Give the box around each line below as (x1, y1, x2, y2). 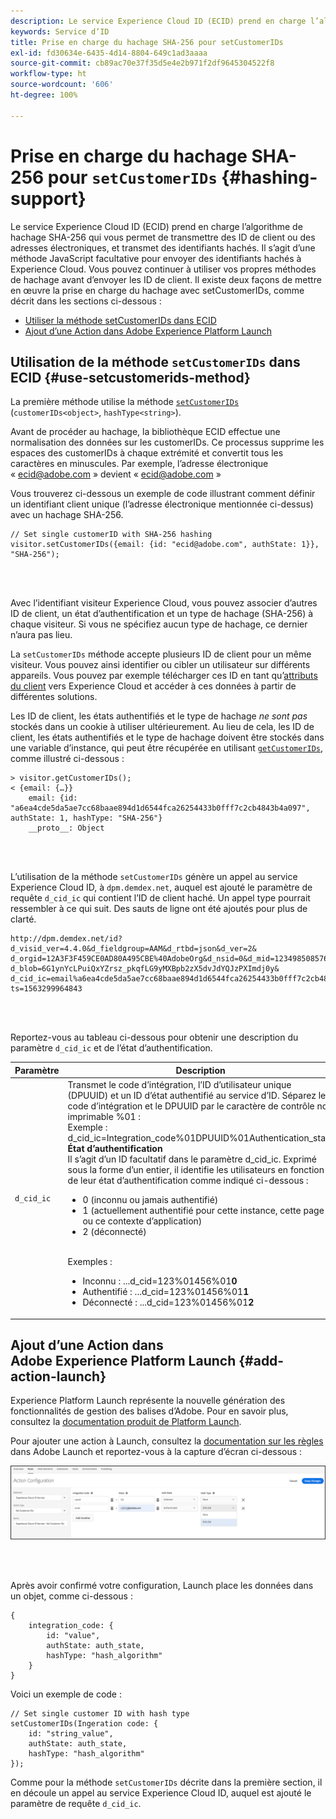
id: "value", (46, 1630, 101, 1640)
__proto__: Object (28, 823, 105, 834)
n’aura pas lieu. (10, 629, 73, 641)
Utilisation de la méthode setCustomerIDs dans (10, 353, 301, 370)
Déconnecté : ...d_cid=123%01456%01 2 (82, 1296, 255, 1309)
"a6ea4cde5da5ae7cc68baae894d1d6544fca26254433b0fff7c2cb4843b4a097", (10, 803, 311, 814)
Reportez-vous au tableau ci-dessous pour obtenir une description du (10, 1031, 299, 1044)
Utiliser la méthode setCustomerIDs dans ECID (24, 314, 217, 326)
